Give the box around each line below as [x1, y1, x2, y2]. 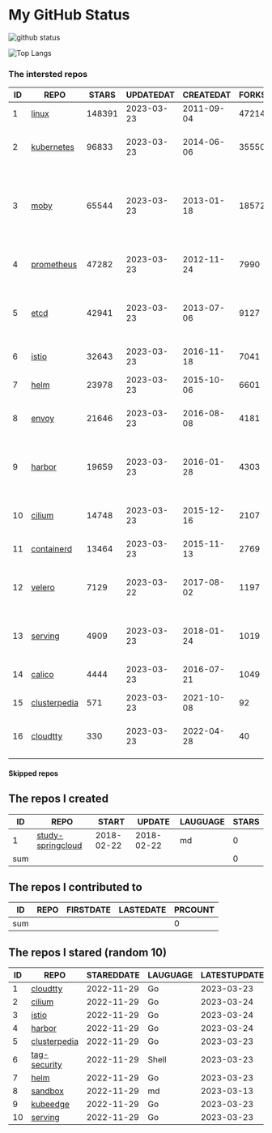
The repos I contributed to [8, 880, 143, 894]
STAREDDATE [86, 969, 140, 981]
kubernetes [31, 142, 75, 153]
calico [31, 669, 54, 680]
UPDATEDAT [125, 89, 176, 100]
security [31, 1059, 62, 1071]
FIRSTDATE [66, 905, 112, 916]
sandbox [31, 1085, 65, 1097]
